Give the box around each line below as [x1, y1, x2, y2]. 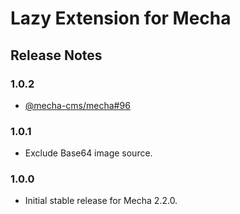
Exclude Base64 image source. [24, 147, 153, 159]
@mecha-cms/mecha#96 [24, 99, 131, 111]
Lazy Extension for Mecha [10, 7, 232, 30]
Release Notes [10, 47, 103, 64]
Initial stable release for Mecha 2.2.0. [24, 195, 178, 207]
